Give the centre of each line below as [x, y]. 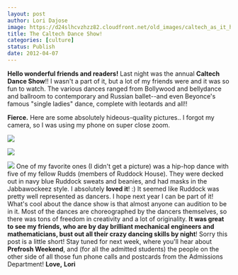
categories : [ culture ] [41, 40]
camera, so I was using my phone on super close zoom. [89, 125]
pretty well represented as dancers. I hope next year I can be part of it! [110, 196]
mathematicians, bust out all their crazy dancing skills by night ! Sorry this [118, 234]
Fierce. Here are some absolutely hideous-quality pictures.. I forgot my [111, 117]
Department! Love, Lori [41, 264]
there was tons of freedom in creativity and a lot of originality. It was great [116, 219]
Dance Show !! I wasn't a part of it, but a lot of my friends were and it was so [118, 81]
